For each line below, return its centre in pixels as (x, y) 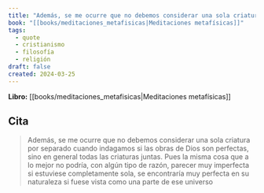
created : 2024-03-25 (42, 74)
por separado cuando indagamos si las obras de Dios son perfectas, (138, 148)
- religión (33, 60)
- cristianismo (40, 45)
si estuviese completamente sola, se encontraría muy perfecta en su (138, 173)
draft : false (29, 67)
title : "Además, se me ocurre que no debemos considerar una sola (119, 15)
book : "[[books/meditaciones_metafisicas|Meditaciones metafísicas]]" (126, 23)
